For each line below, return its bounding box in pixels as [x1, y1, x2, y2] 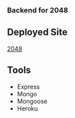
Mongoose [16, 97, 48, 105]
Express [16, 83, 40, 91]
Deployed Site [7, 27, 68, 38]
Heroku [16, 104, 38, 113]
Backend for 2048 [7, 5, 68, 15]
